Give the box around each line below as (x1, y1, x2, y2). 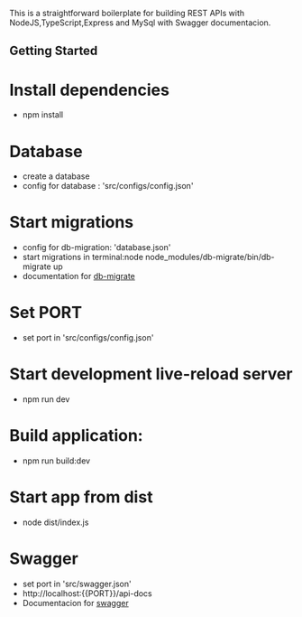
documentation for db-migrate (22, 271, 135, 282)
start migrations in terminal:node (22, 252, 144, 263)
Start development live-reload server (9, 364, 293, 385)
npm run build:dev (22, 455, 91, 466)
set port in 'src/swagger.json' (22, 578, 133, 589)
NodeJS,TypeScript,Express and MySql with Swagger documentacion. (9, 17, 271, 28)
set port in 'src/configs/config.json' (22, 332, 154, 343)
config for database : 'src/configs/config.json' (22, 181, 194, 192)
